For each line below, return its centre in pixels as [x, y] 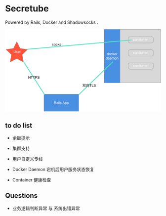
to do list [19, 125]
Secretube [27, 9]
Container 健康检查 [32, 180]
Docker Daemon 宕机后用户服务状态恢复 [53, 170]
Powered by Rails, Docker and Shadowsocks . [52, 22]
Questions [21, 196]
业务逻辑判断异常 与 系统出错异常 [46, 208]
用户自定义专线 [27, 159]
